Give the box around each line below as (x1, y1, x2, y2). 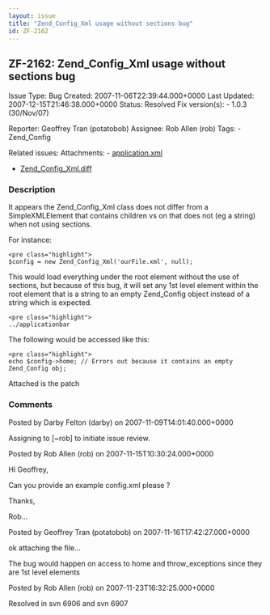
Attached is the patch (8, 379, 80, 388)
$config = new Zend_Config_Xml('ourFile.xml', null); (8, 258, 194, 266)
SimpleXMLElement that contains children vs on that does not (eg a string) (8, 211, 256, 221)
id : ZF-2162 (8, 27, 49, 35)
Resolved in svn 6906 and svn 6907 (8, 598, 129, 608)
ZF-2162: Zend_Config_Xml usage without (8, 57, 226, 70)
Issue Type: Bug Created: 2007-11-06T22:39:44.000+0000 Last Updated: (8, 91, 255, 101)
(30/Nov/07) (8, 108, 50, 118)
